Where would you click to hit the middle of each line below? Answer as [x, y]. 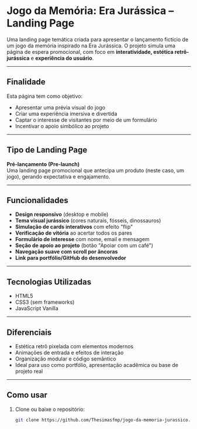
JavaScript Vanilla [37, 308]
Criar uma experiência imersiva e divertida [66, 114]
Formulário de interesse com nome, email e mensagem [82, 239]
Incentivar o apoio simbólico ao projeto [62, 126]
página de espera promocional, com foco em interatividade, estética [90, 52]
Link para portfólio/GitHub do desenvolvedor [70, 258]
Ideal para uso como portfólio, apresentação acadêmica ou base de [97, 365]
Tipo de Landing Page [47, 150]
